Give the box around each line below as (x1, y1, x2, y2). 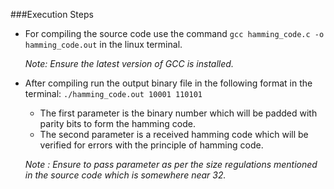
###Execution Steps (10, 9, 94, 20)
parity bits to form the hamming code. (39, 118, 196, 129)
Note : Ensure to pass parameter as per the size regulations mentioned (24, 159, 318, 170)
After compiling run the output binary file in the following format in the (24, 77, 313, 89)
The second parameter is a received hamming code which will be (39, 129, 309, 140)
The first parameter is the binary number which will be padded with (39, 107, 318, 119)
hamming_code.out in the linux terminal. (24, 39, 183, 50)
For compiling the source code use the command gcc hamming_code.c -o (24, 28, 325, 39)
